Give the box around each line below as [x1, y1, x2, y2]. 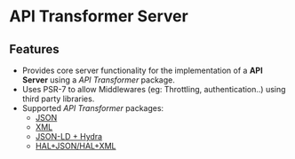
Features [9, 42, 60, 57]
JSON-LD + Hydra [35, 131, 103, 141]
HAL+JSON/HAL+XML [35, 140, 116, 151]
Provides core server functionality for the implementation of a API [21, 65, 264, 76]
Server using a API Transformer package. [21, 75, 176, 85]
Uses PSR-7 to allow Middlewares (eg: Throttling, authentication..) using [21, 84, 286, 94]
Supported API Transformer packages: [21, 103, 164, 113]
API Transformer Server [9, 6, 188, 27]
